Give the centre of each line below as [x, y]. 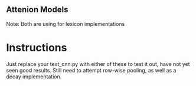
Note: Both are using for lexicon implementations [66, 24]
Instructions [37, 48]
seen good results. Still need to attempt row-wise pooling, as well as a [91, 70]
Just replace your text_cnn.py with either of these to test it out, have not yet [98, 64]
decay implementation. [34, 77]
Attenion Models [37, 10]
